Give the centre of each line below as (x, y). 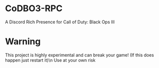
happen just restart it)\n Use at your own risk (50, 60)
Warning (23, 42)
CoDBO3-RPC (34, 8)
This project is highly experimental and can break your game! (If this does (79, 55)
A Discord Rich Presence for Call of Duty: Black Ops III (60, 22)
